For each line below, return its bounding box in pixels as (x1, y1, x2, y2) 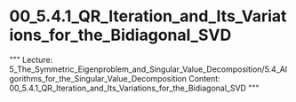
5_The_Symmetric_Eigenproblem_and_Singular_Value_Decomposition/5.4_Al (9, 64, 287, 75)
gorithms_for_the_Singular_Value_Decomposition (9, 73, 188, 83)
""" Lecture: (9, 54, 53, 65)
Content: (188, 73, 220, 83)
